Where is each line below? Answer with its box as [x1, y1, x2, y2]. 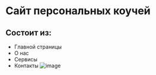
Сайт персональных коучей [5, 4, 151, 18]
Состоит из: [5, 28, 52, 38]
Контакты [14, 62, 39, 69]
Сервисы [14, 56, 38, 63]
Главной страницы [14, 43, 62, 50]
